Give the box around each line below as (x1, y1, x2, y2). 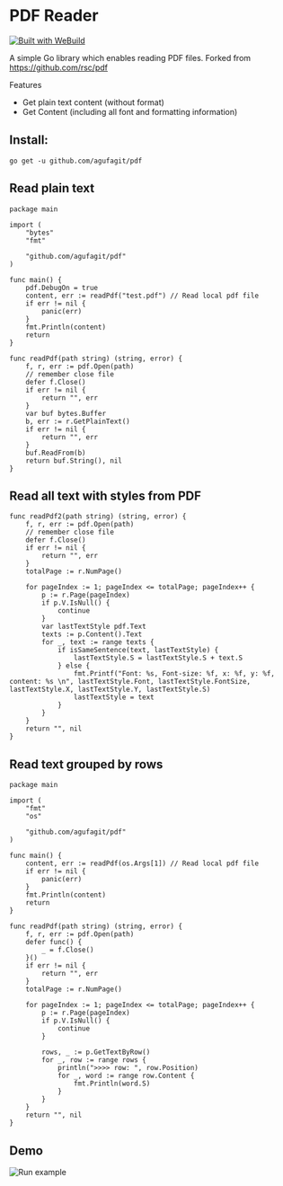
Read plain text (9, 181, 95, 196)
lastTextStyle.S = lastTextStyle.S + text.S (73, 653, 243, 663)
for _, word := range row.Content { (57, 1071, 195, 1081)
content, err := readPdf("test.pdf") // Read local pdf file (25, 291, 259, 300)
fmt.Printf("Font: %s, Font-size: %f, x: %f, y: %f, (73, 669, 276, 678)
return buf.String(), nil (25, 456, 123, 465)
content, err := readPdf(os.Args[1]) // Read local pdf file (25, 859, 259, 868)
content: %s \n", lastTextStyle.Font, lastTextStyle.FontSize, (9, 677, 252, 686)
